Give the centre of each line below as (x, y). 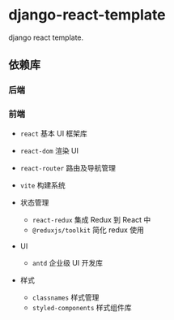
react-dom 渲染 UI (49, 150)
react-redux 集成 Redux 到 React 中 (91, 219)
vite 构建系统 (43, 185)
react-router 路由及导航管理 (68, 167)
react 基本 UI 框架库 (53, 133)
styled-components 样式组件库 (82, 307)
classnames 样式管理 (66, 297)
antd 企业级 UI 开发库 (68, 262)
